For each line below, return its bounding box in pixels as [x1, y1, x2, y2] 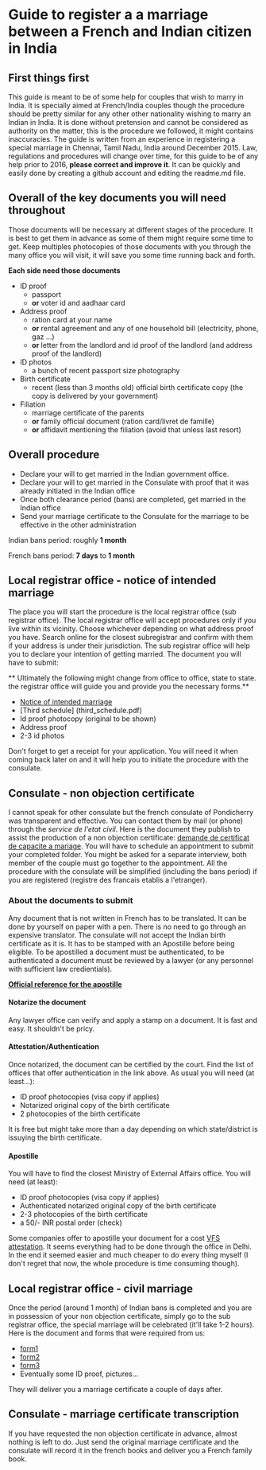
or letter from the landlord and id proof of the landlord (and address [31, 340, 253, 349]
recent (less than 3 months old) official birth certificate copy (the [31, 382, 244, 392]
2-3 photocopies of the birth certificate [19, 1210, 148, 1219]
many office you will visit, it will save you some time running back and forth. [8, 250, 256, 259]
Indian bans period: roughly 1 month [8, 535, 127, 544]
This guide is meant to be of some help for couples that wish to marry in [8, 92, 244, 101]
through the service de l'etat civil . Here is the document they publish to [8, 825, 241, 834]
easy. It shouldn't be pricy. [8, 1024, 95, 1033]
